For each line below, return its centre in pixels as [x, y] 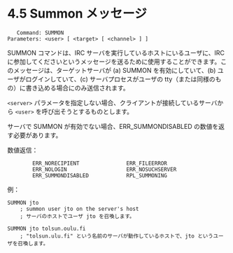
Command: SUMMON [40, 33]
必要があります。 [37, 135]
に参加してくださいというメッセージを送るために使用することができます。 [114, 61]
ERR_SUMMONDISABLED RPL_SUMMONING [100, 175]
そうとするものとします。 [97, 111]
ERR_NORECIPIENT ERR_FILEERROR [100, 163]
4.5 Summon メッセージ [77, 14]
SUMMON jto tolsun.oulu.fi [47, 228]
